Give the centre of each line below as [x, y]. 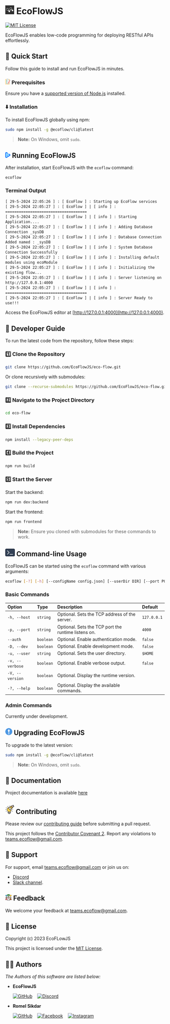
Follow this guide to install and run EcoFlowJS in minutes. [65, 68]
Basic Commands [27, 594]
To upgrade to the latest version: [39, 745]
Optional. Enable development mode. [96, 646]
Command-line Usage [51, 554]
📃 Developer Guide [35, 328]
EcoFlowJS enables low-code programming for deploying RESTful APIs [79, 35]
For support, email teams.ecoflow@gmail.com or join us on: [67, 867]
